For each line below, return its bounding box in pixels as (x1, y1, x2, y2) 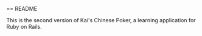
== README (6, 5, 38, 12)
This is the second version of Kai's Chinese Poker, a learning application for (6, 17, 196, 23)
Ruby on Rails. (6, 23, 43, 30)
